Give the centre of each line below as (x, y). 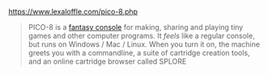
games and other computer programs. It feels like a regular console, (141, 36)
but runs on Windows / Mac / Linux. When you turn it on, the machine (144, 44)
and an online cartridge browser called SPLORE (107, 61)
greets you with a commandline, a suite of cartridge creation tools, (139, 53)
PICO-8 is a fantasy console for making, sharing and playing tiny (136, 27)
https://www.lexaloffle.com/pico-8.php (73, 12)
